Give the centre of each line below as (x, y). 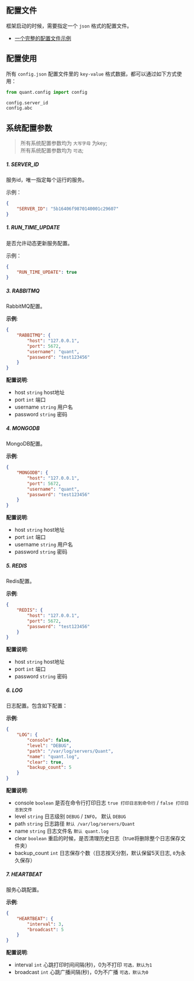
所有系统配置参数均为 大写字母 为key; (64, 143)
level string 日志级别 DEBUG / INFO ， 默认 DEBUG (70, 816)
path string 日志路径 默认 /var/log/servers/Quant (75, 824)
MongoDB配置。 (26, 444)
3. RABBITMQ (23, 291)
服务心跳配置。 (24, 890)
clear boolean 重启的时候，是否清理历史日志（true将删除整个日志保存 (97, 838)
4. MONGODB (23, 428)
